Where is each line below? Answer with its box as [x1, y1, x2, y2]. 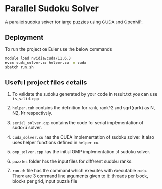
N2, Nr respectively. [12, 110, 53, 116]
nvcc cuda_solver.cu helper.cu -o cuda [5, 60, 87, 65]
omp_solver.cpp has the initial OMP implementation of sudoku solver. [12, 149, 150, 155]
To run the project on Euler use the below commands [5, 46, 112, 52]
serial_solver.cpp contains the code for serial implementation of [12, 120, 144, 126]
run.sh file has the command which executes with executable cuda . [12, 168, 148, 174]
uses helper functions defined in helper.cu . [12, 140, 100, 146]
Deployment [5, 33, 44, 42]
